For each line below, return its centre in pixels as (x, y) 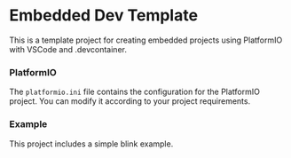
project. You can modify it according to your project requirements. (130, 101)
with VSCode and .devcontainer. (68, 49)
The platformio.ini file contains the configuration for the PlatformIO (134, 92)
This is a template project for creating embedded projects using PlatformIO (146, 40)
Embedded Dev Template (103, 16)
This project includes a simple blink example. (91, 144)
